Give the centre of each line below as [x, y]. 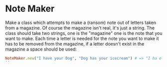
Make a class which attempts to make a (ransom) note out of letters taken [81, 22]
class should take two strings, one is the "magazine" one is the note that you [84, 33]
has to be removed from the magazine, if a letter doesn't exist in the [75, 43]
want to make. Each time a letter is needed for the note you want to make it [82, 38]
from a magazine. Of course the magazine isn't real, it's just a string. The [80, 27]
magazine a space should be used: [41, 49]
